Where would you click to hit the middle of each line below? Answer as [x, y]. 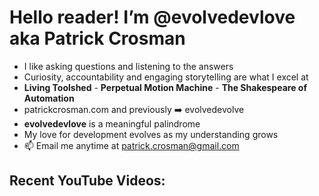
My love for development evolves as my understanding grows [151, 134]
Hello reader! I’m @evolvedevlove [152, 17]
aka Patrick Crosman [97, 38]
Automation [49, 98]
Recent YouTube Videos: [87, 181]
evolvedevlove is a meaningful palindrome [112, 123]
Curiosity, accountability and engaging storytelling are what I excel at [166, 77]
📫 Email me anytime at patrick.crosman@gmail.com [131, 145]
